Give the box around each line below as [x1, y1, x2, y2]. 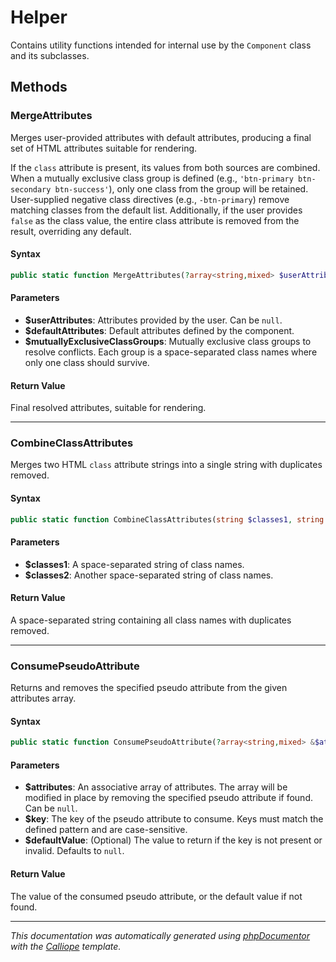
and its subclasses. [10, 49, 90, 61]
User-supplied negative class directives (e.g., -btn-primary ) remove [10, 193, 290, 205]
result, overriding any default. [10, 225, 132, 237]
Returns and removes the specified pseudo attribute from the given [10, 682, 288, 694]
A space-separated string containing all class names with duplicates [10, 614, 292, 626]
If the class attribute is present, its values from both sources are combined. [10, 161, 321, 173]
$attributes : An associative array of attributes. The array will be [24, 781, 288, 793]
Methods [10, 79, 68, 96]
